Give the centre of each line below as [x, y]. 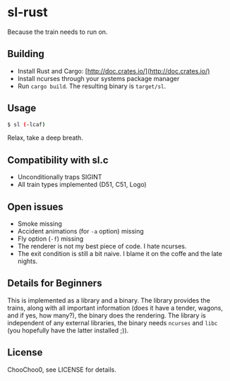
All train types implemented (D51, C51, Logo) [82, 185]
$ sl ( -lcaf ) [26, 124]
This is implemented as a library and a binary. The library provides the [109, 300]
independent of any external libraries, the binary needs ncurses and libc [113, 322]
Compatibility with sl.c [58, 160]
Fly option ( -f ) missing [50, 239]
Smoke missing [40, 224]
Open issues [35, 206]
